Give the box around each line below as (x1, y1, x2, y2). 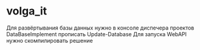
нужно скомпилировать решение (6, 37, 93, 44)
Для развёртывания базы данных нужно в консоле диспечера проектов (6, 24, 195, 31)
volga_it (6, 4, 47, 18)
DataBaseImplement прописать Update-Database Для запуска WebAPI (6, 30, 187, 37)
